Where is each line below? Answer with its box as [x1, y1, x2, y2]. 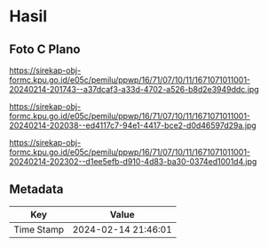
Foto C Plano [9, 42, 81, 57]
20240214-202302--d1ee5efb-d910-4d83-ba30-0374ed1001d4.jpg [9, 156, 257, 166]
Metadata [9, 182, 64, 197]
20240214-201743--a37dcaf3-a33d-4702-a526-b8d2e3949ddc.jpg [9, 84, 259, 94]
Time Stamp [13, 223, 65, 235]
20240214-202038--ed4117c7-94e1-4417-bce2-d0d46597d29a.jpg [9, 120, 257, 131]
